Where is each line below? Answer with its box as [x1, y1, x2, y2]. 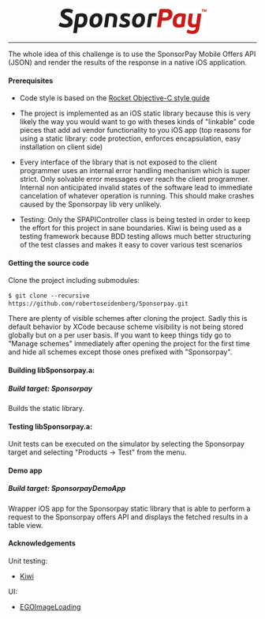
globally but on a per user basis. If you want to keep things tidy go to [8, 330, 231, 340]
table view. [8, 520, 43, 530]
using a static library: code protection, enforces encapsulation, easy [19, 134, 241, 143]
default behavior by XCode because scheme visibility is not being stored [8, 322, 244, 332]
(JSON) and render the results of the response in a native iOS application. [8, 58, 248, 67]
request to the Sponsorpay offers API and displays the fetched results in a [8, 511, 248, 522]
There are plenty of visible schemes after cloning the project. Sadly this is [8, 314, 248, 323]
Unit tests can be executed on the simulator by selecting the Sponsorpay [8, 440, 244, 449]
